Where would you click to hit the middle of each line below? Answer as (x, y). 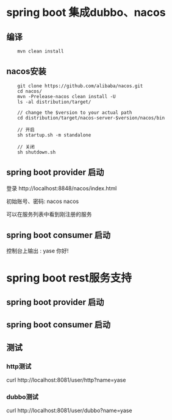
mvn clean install (41, 51)
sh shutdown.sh (37, 152)
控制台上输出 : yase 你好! (38, 251)
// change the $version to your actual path (75, 112)
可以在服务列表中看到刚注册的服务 (49, 214)
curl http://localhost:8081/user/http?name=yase (66, 380)
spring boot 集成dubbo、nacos (86, 12)
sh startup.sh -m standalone (54, 135)
